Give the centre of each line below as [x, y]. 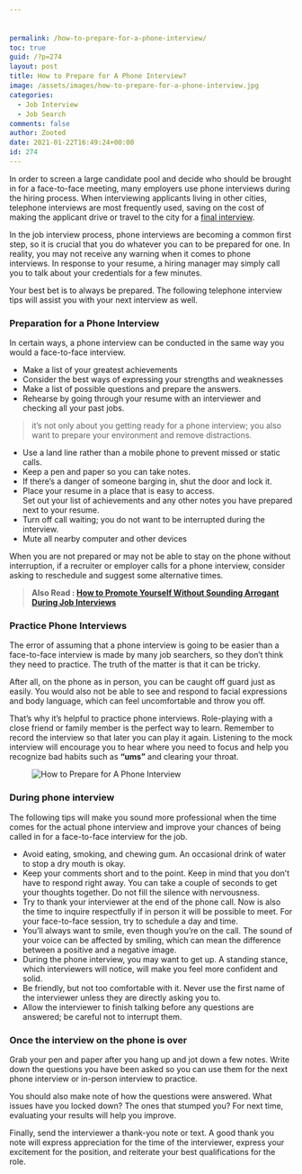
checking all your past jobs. [73, 408]
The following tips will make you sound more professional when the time [143, 817]
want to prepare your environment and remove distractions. [142, 435]
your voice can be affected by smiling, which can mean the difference [151, 940]
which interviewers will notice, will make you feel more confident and [150, 969]
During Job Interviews [74, 603]
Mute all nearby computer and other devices [104, 539]
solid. [32, 978]
